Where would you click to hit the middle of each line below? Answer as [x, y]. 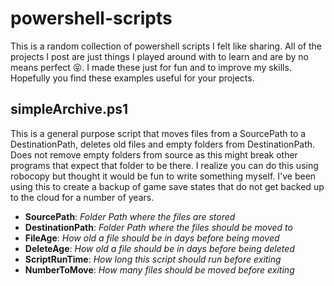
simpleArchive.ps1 [69, 109]
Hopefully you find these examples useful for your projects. [132, 78]
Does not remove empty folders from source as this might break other [154, 154]
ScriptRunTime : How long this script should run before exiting [153, 259]
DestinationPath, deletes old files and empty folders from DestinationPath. [163, 144]
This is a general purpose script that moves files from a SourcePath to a [158, 133]
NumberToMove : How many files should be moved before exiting [159, 269]
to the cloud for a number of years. [82, 197]
